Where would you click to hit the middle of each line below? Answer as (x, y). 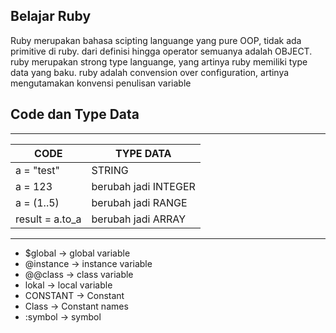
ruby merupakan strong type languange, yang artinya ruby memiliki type (159, 61)
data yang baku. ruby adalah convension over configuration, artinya (150, 72)
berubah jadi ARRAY (139, 219)
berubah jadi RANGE (139, 202)
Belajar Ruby (51, 16)
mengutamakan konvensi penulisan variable (101, 83)
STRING (110, 170)
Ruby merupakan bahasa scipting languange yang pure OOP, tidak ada (156, 40)
